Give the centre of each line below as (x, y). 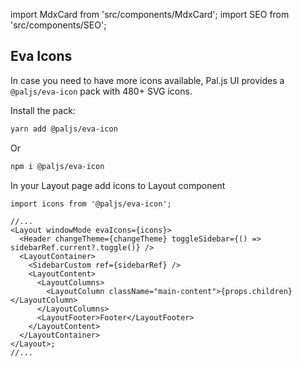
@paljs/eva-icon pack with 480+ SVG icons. (101, 91)
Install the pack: (43, 110)
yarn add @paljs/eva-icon (64, 129)
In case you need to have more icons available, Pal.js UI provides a (147, 80)
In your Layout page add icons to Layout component (118, 185)
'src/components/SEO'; (58, 25)
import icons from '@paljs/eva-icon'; (91, 204)
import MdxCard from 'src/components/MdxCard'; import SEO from (150, 14)
